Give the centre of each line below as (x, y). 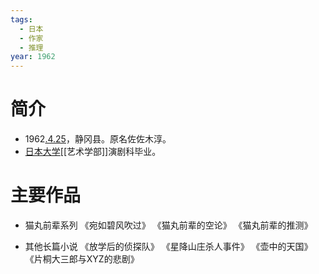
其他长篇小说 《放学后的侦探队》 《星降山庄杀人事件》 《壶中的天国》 (168, 246)
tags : (21, 19)
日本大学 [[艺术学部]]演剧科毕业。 (93, 152)
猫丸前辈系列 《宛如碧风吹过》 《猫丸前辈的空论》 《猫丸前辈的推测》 (168, 225)
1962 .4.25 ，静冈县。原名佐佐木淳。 (98, 139)
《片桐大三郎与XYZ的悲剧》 (82, 259)
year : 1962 (33, 57)
